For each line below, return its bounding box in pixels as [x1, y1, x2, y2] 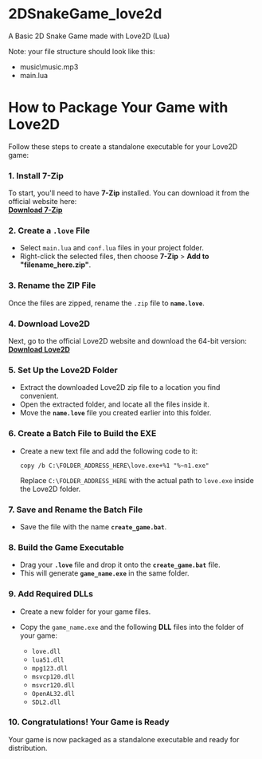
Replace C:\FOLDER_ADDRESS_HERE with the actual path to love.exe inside [19, 475, 255, 485]
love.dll [31, 647, 61, 655]
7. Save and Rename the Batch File [8, 504, 143, 515]
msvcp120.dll [31, 673, 76, 681]
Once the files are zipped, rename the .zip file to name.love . [8, 298, 205, 308]
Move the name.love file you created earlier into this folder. [19, 408, 212, 418]
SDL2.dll [31, 698, 61, 706]
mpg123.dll [31, 664, 68, 672]
